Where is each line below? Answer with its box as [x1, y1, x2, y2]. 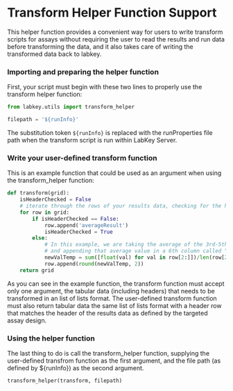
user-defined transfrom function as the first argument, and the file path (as [7, 356, 221, 365]
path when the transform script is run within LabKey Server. [7, 136, 178, 144]
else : [32, 235, 49, 242]
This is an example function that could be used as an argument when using [7, 169, 222, 177]
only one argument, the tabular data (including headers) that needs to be [7, 287, 215, 295]
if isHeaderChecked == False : [32, 215, 119, 222]
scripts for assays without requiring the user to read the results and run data [7, 35, 225, 43]
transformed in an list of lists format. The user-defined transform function [7, 294, 217, 302]
